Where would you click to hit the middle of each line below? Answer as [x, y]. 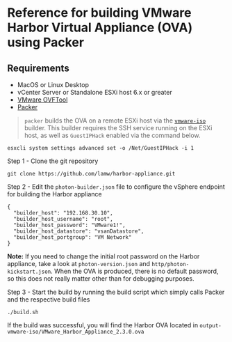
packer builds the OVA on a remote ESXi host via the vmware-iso [115, 121]
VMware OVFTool [42, 100]
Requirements [38, 68]
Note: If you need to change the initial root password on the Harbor [103, 256]
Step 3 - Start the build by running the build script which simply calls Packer [116, 292]
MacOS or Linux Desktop [53, 85]
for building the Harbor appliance [55, 194]
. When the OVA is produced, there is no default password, [135, 271]
